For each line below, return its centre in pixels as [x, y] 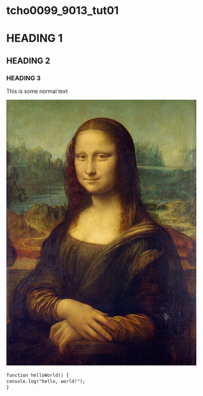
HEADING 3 [23, 78]
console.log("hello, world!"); [46, 381]
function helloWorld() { [38, 375]
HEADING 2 [28, 60]
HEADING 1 [34, 39]
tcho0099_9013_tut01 [63, 11]
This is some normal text [37, 91]
